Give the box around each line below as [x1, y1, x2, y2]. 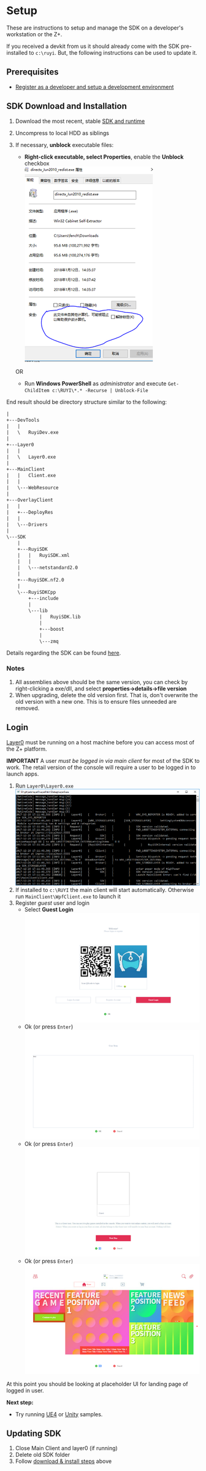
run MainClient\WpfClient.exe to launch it [15, 893, 121, 900]
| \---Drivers [6, 521, 48, 527]
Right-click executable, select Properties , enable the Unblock [24, 153, 184, 160]
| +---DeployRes [6, 509, 53, 515]
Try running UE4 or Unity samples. [15, 1410, 103, 1418]
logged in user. [6, 1387, 44, 1394]
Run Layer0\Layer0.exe [15, 782, 74, 789]
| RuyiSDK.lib [39, 613, 81, 620]
